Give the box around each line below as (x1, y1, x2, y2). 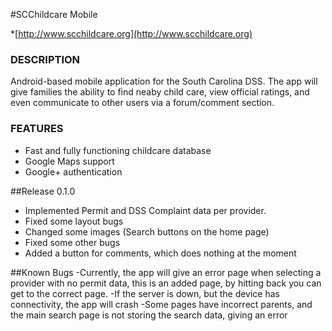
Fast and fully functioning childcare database (24, 144, 212, 156)
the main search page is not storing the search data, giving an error (10, 309, 288, 321)
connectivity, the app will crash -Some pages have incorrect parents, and (10, 298, 313, 310)
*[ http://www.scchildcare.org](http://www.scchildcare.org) (10, 28, 253, 39)
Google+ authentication (24, 165, 123, 178)
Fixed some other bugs (24, 236, 121, 248)
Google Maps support (24, 155, 115, 167)
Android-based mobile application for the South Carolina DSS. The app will (10, 75, 318, 88)
